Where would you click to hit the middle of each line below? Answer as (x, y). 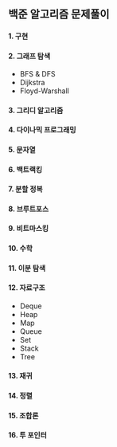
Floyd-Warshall (44, 91)
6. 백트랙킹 (25, 169)
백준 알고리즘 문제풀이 (59, 14)
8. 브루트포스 (29, 209)
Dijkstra (32, 83)
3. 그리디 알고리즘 (36, 110)
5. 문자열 (22, 149)
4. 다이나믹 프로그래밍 (42, 130)
